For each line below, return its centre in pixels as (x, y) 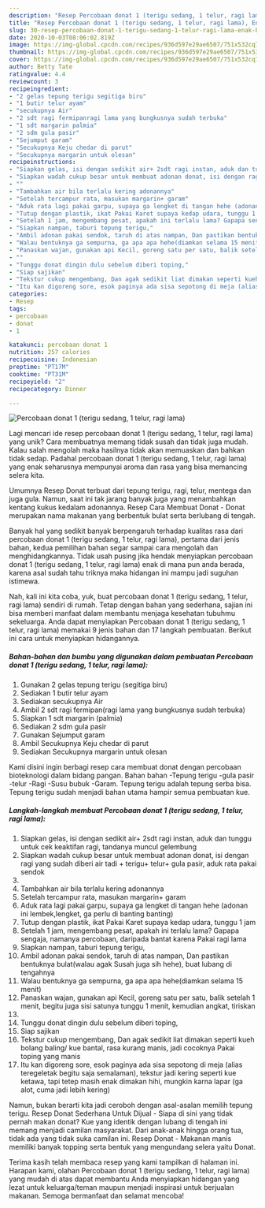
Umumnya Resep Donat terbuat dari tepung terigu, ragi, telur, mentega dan (130, 490)
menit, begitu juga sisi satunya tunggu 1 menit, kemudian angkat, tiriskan (138, 1006)
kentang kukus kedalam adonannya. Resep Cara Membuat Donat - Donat (127, 507)
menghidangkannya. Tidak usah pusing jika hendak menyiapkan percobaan (131, 556)
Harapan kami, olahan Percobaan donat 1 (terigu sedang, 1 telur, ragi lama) (129, 1171)
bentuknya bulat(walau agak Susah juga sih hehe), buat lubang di (126, 964)
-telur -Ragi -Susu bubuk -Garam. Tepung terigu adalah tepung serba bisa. (130, 784)
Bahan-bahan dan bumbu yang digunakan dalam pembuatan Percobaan (131, 656)
